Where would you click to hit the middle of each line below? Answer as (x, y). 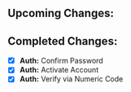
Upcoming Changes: (61, 13)
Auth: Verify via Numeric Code (71, 79)
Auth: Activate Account (59, 70)
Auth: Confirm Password (61, 61)
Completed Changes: (63, 41)
